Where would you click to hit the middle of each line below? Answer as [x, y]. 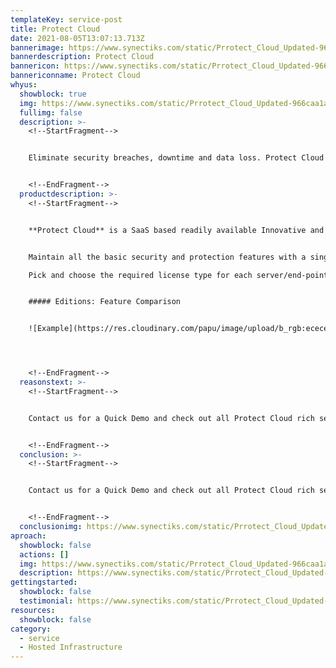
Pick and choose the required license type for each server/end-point [178, 275]
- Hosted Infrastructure [71, 647]
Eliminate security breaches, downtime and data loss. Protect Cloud [176, 158]
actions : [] [44, 554]
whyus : [24, 85]
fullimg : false [51, 112]
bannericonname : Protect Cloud [75, 76]
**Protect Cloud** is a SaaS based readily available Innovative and [176, 230]
